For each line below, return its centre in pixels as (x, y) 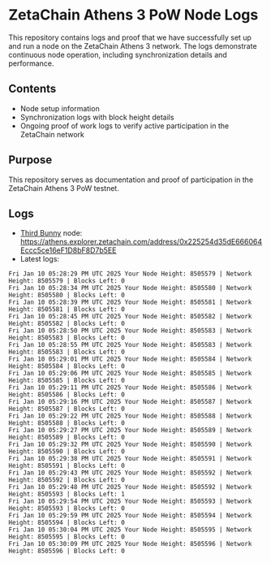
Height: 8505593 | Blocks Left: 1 (67, 494)
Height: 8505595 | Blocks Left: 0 (67, 537)
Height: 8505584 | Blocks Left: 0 (67, 366)
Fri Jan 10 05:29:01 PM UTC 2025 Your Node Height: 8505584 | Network (130, 359)
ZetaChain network (52, 134)
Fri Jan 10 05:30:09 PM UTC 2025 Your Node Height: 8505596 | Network (130, 544)
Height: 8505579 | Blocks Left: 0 (67, 281)
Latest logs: (39, 259)
